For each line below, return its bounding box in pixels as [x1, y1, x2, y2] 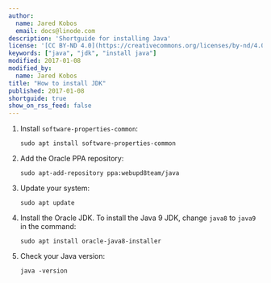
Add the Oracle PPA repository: [19, 154, 124, 164]
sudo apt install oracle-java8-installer [19, 237, 161, 246]
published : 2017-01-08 [8, 86, 85, 95]
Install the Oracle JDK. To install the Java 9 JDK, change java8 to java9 [19, 213, 256, 223]
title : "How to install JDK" [8, 79, 106, 87]
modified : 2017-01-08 [8, 57, 81, 65]
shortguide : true [8, 94, 67, 102]
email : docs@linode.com [15, 27, 95, 35]
